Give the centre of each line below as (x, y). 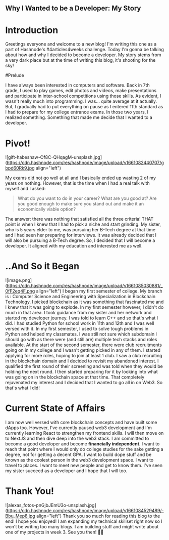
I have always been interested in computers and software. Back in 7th (77, 85)
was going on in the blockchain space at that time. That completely (75, 377)
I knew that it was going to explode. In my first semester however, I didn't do (84, 307)
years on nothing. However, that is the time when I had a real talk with (77, 183)
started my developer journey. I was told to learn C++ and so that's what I (82, 318)
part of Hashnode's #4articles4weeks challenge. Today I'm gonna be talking (84, 50)
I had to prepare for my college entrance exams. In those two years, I (77, 112)
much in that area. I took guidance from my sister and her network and (78, 313)
